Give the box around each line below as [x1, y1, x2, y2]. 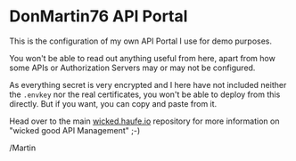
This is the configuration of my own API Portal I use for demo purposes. [9, 36, 273, 46]
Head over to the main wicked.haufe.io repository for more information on [9, 116, 280, 126]
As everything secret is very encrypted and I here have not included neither [9, 79, 287, 90]
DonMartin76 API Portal [9, 6, 188, 27]
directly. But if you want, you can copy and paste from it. [9, 98, 218, 109]
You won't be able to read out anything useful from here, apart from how [9, 52, 276, 63]
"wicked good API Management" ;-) [9, 125, 141, 135]
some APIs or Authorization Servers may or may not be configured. [9, 62, 256, 73]
